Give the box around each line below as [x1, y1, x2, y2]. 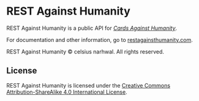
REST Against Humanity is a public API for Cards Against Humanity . [6, 24, 178, 32]
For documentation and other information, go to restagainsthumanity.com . [6, 36, 193, 43]
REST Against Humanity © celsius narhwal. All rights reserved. [6, 47, 164, 55]
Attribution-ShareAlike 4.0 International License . [6, 88, 127, 96]
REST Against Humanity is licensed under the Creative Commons [6, 82, 170, 89]
